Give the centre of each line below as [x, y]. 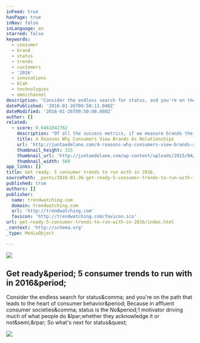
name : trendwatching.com [42, 200]
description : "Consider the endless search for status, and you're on [96, 100]
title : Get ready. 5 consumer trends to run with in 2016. [81, 172]
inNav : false [22, 23]
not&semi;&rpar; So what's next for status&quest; [67, 323]
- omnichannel [29, 95]
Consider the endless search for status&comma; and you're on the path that [99, 297]
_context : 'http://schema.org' [45, 227]
